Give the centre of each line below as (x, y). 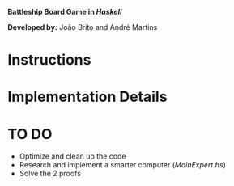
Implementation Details (87, 97)
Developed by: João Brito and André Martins (83, 27)
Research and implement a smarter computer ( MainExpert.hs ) (122, 165)
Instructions (49, 60)
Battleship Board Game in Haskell (65, 12)
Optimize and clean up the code (72, 156)
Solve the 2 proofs (50, 174)
